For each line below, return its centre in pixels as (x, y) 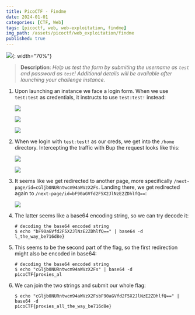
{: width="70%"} (32, 56)
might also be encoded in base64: (56, 254)
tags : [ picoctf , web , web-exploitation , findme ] (66, 28)
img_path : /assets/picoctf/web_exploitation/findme (70, 33)
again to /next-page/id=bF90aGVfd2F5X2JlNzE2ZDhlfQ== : (81, 193)
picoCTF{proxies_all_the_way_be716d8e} (63, 306)
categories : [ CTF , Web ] (35, 22)
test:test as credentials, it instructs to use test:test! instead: (90, 97)
